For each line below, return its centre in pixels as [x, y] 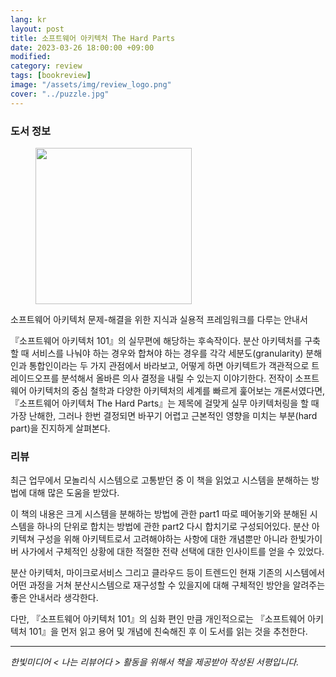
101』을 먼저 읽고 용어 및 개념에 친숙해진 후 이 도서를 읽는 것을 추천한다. [168, 632]
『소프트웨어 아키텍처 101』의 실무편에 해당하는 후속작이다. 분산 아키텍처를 [156, 340]
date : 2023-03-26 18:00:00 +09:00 [82, 47]
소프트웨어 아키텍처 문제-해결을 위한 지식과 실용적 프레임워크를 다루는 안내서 [159, 319]
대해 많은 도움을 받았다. [74, 493]
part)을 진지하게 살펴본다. [60, 428]
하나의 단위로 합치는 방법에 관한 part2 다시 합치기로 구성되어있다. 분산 [173, 527]
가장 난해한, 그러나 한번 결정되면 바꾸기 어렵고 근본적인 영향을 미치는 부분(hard [164, 415]
